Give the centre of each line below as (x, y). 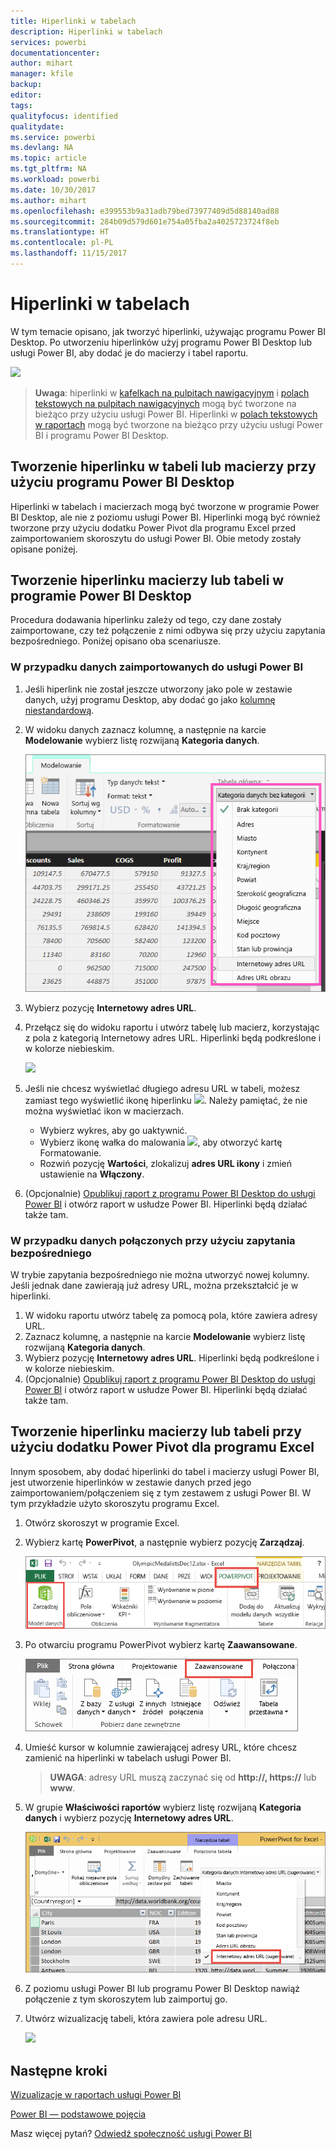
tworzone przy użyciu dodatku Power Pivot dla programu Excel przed (153, 527)
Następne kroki (59, 2070)
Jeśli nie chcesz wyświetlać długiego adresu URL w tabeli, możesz (162, 1088)
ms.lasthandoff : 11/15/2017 (69, 253)
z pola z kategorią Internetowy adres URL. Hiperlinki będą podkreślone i (173, 1037)
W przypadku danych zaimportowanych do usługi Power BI (157, 667)
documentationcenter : (55, 53)
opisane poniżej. (44, 549)
